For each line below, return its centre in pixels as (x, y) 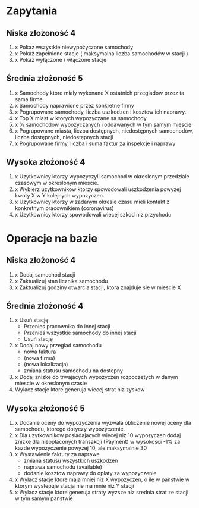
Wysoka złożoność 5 (45, 408)
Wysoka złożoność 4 (46, 162)
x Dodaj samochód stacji (45, 274)
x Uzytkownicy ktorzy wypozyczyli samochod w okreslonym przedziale (102, 176)
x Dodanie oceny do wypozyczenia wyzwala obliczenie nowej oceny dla (103, 423)
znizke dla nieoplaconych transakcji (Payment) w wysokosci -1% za (97, 442)
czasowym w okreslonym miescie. (57, 183)
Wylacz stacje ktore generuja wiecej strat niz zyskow (80, 390)
